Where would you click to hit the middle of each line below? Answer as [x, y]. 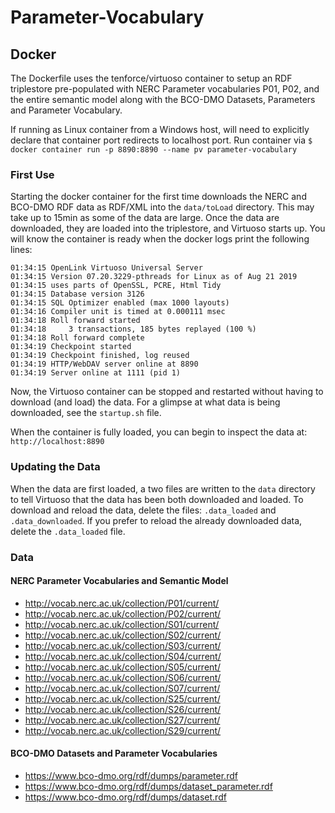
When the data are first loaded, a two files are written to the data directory [163, 488]
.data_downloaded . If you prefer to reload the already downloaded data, [156, 520]
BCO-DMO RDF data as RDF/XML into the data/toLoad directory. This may [162, 207]
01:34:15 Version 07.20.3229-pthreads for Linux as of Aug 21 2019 [154, 277]
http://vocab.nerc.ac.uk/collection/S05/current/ [122, 667]
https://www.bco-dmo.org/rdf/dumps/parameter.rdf [131, 775]
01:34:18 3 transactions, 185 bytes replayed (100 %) [133, 329]
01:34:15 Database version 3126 [77, 294]
